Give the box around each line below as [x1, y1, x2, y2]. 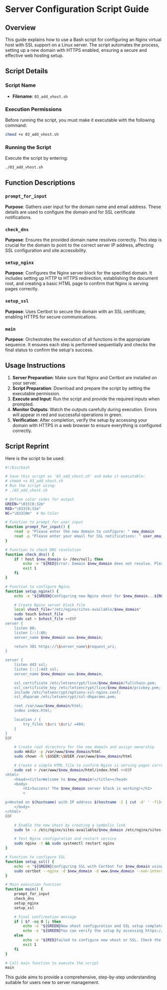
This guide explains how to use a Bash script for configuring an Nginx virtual [5, 36, 162, 42]
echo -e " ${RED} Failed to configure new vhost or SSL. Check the [23, 938, 162, 943]
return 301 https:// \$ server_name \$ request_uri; [14, 644, 117, 649]
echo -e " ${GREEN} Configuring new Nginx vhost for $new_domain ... [14, 593, 155, 598]
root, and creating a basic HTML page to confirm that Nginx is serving [5, 280, 149, 286]
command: [5, 122, 27, 128]
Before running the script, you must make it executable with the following [5, 117, 155, 123]
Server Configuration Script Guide [5, 3, 149, 15]
